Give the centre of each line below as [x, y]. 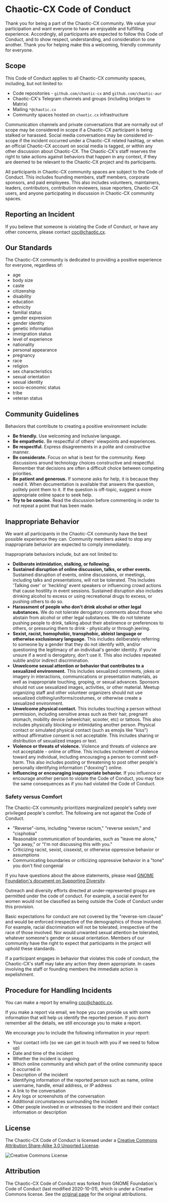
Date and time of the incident [43, 1053]
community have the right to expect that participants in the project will [78, 943]
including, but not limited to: [34, 83]
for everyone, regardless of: [34, 265]
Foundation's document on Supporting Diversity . [55, 881]
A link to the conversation [39, 1091]
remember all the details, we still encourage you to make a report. [73, 1023]
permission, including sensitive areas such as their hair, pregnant [80, 714]
